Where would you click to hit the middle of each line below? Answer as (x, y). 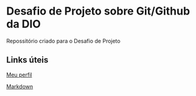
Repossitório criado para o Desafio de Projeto (63, 41)
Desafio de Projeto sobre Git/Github (98, 11)
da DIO (24, 24)
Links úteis (27, 60)
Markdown (20, 86)
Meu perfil (19, 75)
